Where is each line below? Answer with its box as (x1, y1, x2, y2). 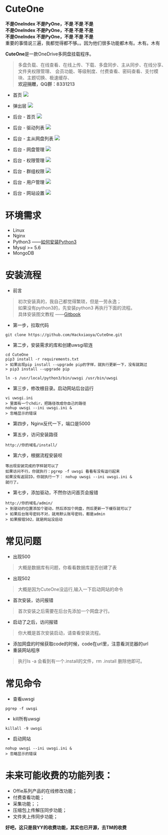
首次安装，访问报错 (12, 597, 54, 603)
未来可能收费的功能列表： (5, 770, 114, 781)
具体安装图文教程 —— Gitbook (17, 311, 81, 317)
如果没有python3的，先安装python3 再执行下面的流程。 (17, 305, 135, 311)
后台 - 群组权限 (12, 168, 45, 174)
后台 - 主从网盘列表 (12, 135, 54, 142)
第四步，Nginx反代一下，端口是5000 (12, 420, 91, 426)
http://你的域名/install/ (5, 442, 58, 448)
